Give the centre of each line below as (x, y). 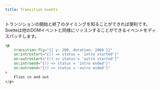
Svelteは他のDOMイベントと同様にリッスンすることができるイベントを (77, 30)
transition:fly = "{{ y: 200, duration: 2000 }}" (63, 50)
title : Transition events (31, 9)
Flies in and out (32, 77)
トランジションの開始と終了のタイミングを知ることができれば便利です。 (78, 24)
